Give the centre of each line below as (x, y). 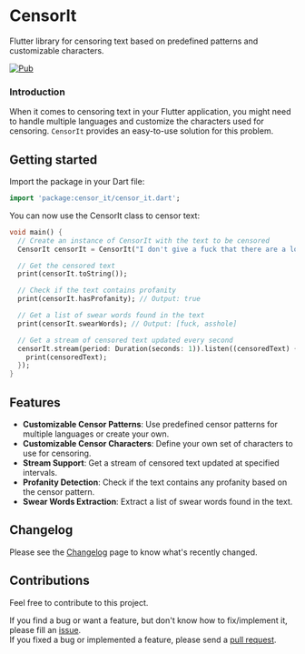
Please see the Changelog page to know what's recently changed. (133, 552)
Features (35, 402)
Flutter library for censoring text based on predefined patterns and (134, 41)
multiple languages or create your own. (96, 434)
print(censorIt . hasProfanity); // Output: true (109, 299)
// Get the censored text (67, 266)
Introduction (37, 92)
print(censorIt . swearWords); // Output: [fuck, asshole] (128, 324)
